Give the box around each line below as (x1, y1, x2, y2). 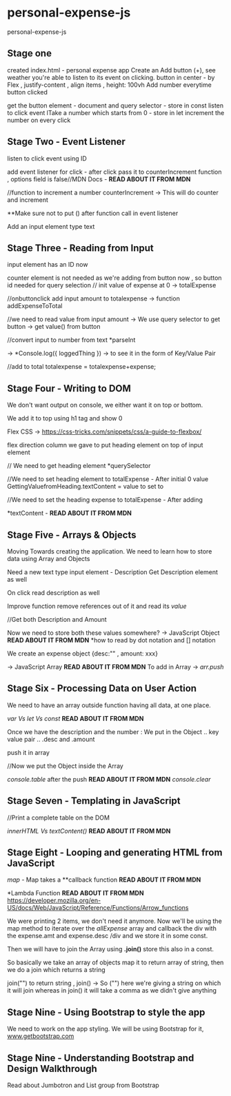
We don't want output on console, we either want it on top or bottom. (7, 401, 203, 409)
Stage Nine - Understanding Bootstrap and (7, 1052, 194, 1064)
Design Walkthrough (7, 1063, 98, 1075)
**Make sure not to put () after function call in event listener (7, 209, 179, 217)
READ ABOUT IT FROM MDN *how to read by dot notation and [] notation (7, 636, 216, 644)
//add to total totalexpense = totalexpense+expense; (7, 363, 157, 371)
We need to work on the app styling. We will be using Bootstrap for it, (7, 1025, 204, 1033)
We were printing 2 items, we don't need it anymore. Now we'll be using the (7, 917, 222, 925)
